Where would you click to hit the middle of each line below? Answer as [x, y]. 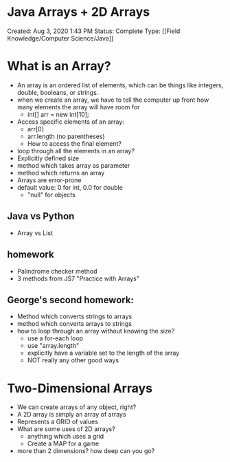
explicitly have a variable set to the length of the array [103, 353]
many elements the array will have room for [78, 107]
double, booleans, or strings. [58, 92]
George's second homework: [70, 300]
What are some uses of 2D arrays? [66, 429]
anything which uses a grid [66, 437]
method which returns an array [61, 173]
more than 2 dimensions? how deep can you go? [86, 451]
